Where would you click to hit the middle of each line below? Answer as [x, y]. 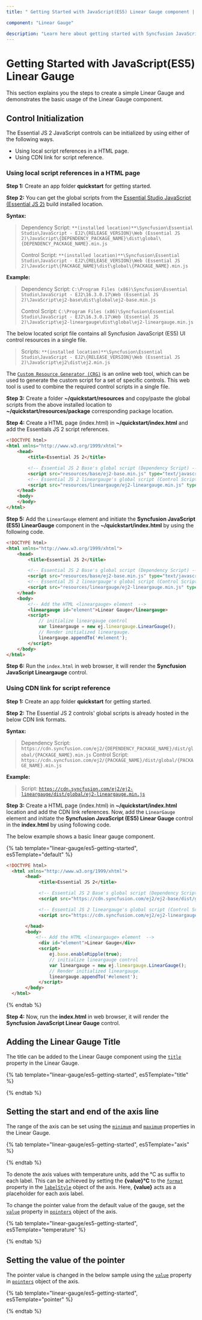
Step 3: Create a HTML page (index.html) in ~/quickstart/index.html [92, 805]
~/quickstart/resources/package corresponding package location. [90, 411]
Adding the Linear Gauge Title [63, 1042]
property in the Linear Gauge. [43, 1063]
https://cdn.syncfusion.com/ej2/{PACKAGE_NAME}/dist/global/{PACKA [107, 760]
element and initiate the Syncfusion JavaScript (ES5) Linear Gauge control [100, 818]
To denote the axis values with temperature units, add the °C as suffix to [96, 1174]
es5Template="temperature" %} [46, 1230]
